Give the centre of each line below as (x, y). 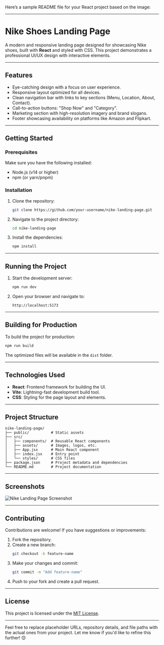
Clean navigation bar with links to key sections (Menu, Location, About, (83, 97)
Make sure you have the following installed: (49, 163)
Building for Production (41, 325)
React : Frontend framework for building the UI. (59, 387)
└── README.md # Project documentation (53, 467)
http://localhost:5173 (35, 305)
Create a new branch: (34, 545)
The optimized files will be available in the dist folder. (59, 355)
